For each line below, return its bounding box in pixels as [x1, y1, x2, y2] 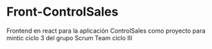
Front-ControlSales [6, 4, 118, 20]
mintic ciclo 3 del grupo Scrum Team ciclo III [6, 33, 133, 42]
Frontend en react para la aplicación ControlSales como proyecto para [6, 27, 206, 35]
